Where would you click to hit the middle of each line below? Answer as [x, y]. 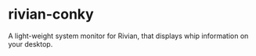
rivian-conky [51, 14]
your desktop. [31, 44]
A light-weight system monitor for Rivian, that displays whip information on [128, 36]
